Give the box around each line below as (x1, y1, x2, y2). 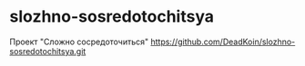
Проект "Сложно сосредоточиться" (9, 36, 149, 47)
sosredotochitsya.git (9, 45, 86, 56)
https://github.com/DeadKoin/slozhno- (149, 36, 296, 47)
